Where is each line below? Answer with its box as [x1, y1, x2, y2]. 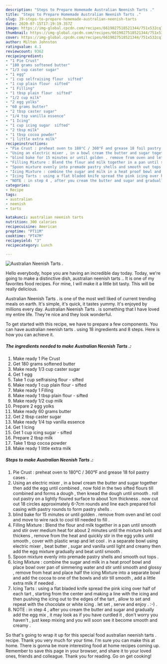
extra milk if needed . [12, 580, 56, 586]
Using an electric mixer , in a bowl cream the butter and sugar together [12, 480, 158, 486]
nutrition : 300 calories [5, 220, 57, 225]
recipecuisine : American [5, 224, 57, 229]
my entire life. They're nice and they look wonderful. [5, 312, 112, 318]
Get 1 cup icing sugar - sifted [12, 429, 72, 435]
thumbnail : [5, 30, 28, 35]
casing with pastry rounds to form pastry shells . [12, 506, 112, 512]
